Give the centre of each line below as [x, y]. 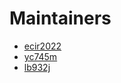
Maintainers [60, 18]
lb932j [37, 67]
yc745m [40, 56]
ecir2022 [42, 46]
